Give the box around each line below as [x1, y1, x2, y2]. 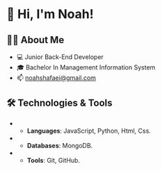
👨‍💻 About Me [6, 34, 65, 46]
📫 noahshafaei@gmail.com [16, 74, 97, 82]
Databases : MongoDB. [26, 141, 93, 149]
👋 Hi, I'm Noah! [6, 6, 95, 22]
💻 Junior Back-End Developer [16, 53, 104, 61]
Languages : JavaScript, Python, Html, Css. [26, 127, 151, 135]
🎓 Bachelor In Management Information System [16, 63, 156, 72]
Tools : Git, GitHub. [26, 156, 81, 164]
